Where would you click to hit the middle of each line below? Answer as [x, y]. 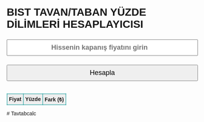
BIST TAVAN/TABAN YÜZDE [76, 12]
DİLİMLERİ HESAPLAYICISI [75, 24]
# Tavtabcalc [22, 113]
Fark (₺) [54, 99]
